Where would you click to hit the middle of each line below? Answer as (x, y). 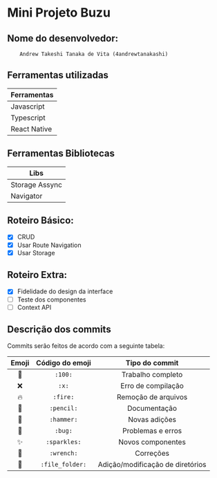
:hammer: (64, 420)
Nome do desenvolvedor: (63, 38)
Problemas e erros (152, 431)
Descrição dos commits (59, 330)
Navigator (27, 196)
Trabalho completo (152, 375)
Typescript (28, 118)
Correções (152, 453)
